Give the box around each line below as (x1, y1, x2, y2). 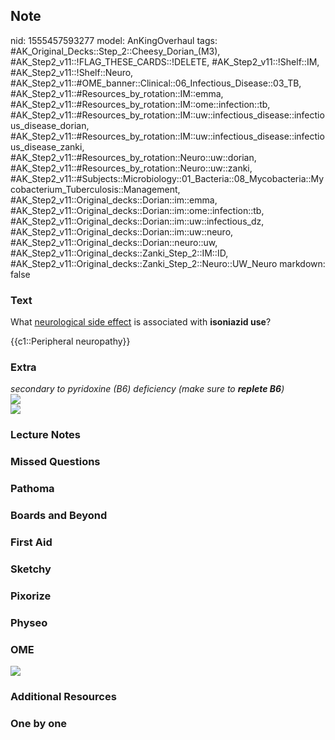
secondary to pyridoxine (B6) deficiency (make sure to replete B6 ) (10, 383, 285, 395)
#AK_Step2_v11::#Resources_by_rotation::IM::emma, (10, 87, 224, 99)
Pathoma (10, 482, 55, 496)
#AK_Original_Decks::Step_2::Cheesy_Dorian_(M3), (10, 45, 221, 57)
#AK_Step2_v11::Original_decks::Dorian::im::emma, (10, 194, 218, 206)
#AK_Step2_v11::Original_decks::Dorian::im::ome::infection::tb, (10, 204, 265, 216)
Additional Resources (10, 690, 117, 703)
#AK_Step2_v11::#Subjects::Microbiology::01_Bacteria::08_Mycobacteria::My (10, 172, 325, 184)
